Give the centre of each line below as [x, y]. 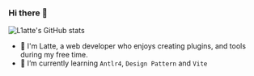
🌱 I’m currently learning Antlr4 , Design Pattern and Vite [114, 63]
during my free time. [54, 55]
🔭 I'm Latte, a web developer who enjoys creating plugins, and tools [133, 46]
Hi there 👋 [28, 13]
